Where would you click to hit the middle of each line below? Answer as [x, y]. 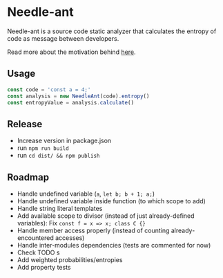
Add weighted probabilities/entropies [70, 260]
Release [25, 124]
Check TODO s [38, 252]
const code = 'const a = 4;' [49, 90]
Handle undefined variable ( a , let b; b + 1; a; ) [86, 194]
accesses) [70, 238]
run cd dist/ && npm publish [58, 156]
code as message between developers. [63, 38]
